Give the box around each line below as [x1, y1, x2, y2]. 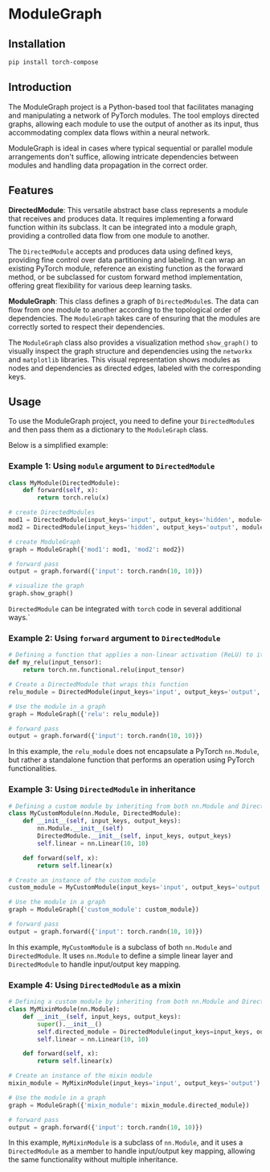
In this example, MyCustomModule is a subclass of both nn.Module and [8, 942, 232, 951]
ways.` [8, 613, 31, 623]
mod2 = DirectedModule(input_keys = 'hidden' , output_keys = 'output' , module [8, 523, 264, 532]
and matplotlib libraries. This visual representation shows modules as [8, 354, 241, 364]
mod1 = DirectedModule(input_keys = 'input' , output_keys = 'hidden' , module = [8, 516, 264, 524]
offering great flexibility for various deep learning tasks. [8, 280, 193, 290]
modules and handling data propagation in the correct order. [8, 160, 208, 170]
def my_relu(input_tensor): [8, 658, 103, 667]
